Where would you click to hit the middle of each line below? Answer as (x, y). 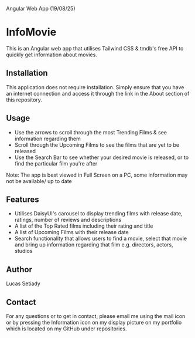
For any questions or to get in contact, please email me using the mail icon (96, 316)
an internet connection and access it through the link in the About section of (98, 93)
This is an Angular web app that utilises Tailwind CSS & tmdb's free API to (95, 48)
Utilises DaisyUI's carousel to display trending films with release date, (98, 214)
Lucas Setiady (23, 283)
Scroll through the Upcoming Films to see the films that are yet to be (97, 145)
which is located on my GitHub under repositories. (66, 329)
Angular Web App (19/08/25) (41, 9)
